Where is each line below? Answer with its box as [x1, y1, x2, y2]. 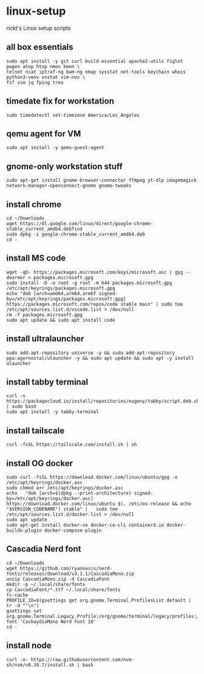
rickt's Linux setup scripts [6, 24, 71, 32]
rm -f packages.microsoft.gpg [6, 311, 83, 318]
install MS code [6, 253, 66, 263]
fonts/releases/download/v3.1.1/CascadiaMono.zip [6, 571, 135, 577]
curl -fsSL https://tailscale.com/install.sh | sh [6, 442, 137, 448]
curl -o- [6, 656, 29, 662]
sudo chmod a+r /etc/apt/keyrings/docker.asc [6, 485, 123, 491]
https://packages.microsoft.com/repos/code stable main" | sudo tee [6, 301, 183, 307]
